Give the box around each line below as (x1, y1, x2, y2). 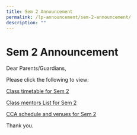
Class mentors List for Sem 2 (6, 99, 77, 107)
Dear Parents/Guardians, (6, 65, 66, 72)
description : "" (6, 20, 46, 25)
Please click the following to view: (6, 76, 89, 83)
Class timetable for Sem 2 (6, 88, 69, 95)
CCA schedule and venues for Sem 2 (6, 111, 97, 118)
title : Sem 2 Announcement (6, 8, 73, 15)
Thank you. (6, 122, 34, 129)
